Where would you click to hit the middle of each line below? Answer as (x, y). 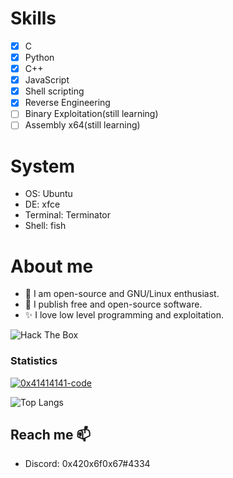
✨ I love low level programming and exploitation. (124, 315)
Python (39, 57)
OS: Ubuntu (48, 194)
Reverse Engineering (67, 103)
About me (52, 266)
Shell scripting (54, 91)
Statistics (34, 361)
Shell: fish (45, 226)
